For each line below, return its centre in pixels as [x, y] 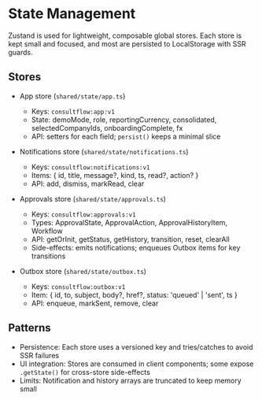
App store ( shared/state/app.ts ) [72, 96]
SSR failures [39, 355]
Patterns [30, 328]
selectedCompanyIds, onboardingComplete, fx [107, 128]
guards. [20, 52]
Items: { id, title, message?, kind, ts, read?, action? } [115, 175]
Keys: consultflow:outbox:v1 [78, 286]
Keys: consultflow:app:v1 [73, 111]
